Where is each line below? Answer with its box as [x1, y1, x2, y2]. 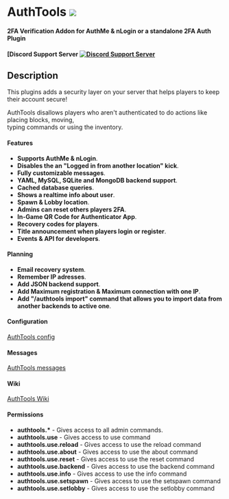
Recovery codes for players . [16, 220, 99, 228]
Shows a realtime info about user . [16, 190, 115, 199]
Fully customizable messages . [16, 169, 106, 177]
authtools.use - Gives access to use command [16, 433, 151, 441]
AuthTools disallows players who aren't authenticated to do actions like [7, 108, 208, 117]
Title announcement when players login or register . [16, 227, 167, 235]
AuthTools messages [7, 364, 67, 372]
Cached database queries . [16, 183, 95, 192]
